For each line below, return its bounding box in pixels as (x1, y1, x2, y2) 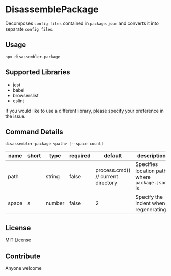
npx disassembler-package (5, 54, 60, 59)
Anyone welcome (5, 265, 42, 271)
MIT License (5, 237, 32, 243)
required (69, 152, 91, 159)
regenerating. (135, 206, 168, 213)
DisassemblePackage (5, 4, 99, 15)
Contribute (5, 252, 41, 260)
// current (95, 173, 118, 180)
